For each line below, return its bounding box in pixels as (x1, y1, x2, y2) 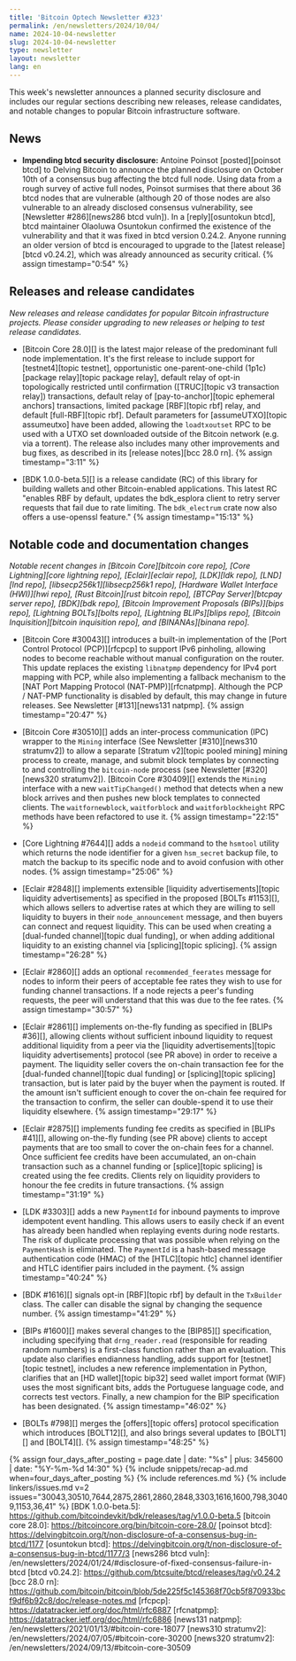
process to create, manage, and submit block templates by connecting (21, 755, 279, 766)
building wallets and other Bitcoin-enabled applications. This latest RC (21, 483, 277, 494)
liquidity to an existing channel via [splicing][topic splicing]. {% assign (21, 940, 277, 951)
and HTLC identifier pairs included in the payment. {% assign (21, 1263, 245, 1274)
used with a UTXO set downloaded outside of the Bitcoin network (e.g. (21, 428, 280, 439)
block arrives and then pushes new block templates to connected (21, 792, 261, 803)
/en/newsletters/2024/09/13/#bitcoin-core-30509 (9, 1642, 192, 1653)
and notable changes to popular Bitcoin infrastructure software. (9, 105, 240, 116)
